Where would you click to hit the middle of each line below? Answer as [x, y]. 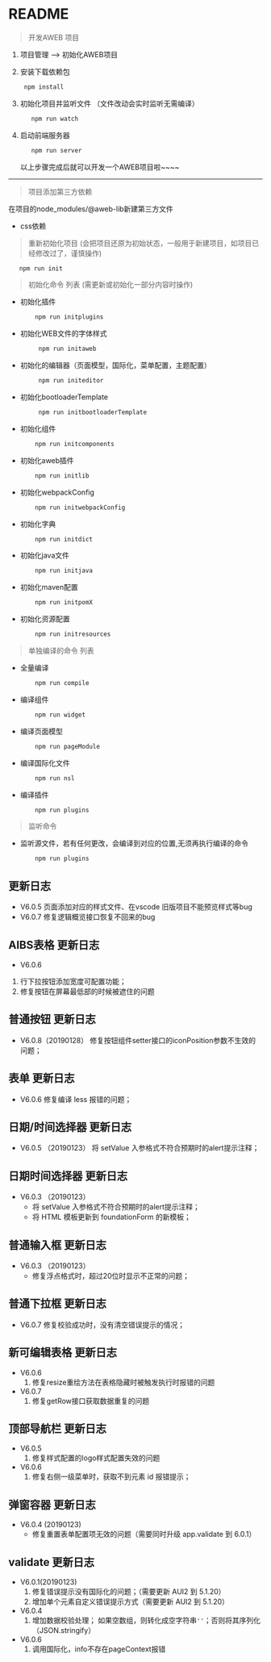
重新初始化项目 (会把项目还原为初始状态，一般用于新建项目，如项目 [140, 243]
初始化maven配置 [49, 587]
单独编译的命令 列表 [61, 651]
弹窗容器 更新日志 [52, 1504]
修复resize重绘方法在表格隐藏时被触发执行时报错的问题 [123, 1382]
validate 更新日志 [52, 1562]
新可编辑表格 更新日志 [63, 1353]
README [39, 14]
